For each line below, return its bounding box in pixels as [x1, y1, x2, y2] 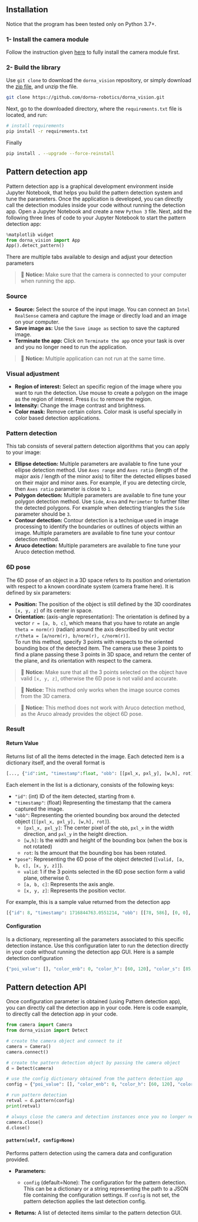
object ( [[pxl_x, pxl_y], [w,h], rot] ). [14, 818, 111, 825]
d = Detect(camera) [6, 1065, 54, 1071]
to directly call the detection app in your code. [6, 1010, 118, 1017]
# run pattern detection [6, 1092, 67, 1098]
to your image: [6, 449, 41, 456]
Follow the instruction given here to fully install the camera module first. [6, 48, 180, 56]
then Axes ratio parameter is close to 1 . [14, 485, 112, 492]
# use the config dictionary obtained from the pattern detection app [6, 1076, 183, 1082]
